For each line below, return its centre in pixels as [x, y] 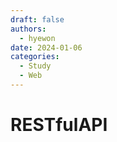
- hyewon [37, 38]
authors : [28, 29]
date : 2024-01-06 [46, 47]
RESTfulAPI [59, 125]
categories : [35, 57]
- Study [35, 66]
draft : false [37, 19]
